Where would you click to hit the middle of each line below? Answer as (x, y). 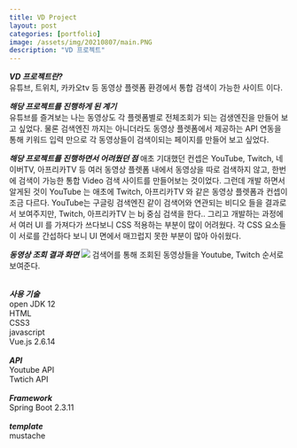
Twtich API (29, 379)
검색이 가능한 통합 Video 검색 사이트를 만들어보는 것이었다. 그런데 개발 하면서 (152, 181)
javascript (27, 332)
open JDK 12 (32, 304)
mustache (27, 436)
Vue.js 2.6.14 (32, 342)
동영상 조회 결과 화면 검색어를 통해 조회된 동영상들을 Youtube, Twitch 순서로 (146, 255)
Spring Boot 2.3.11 (42, 407)
